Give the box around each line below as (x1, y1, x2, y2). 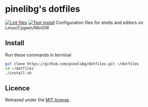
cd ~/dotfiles (5, 66, 34, 71)
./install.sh (5, 70, 32, 75)
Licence (5, 84, 30, 92)
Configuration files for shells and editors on (55, 20, 144, 25)
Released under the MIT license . (5, 97, 71, 103)
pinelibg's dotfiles (5, 3, 80, 15)
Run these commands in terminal (5, 52, 72, 58)
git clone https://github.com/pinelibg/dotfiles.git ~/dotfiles (5, 61, 139, 66)
